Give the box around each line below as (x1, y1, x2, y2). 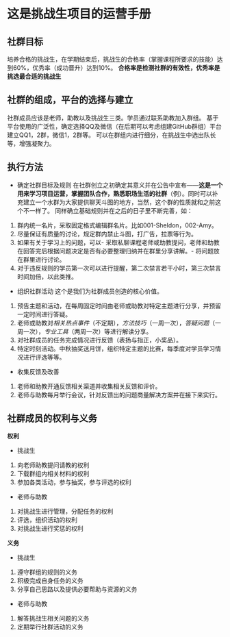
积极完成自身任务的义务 (16, 577, 84, 585)
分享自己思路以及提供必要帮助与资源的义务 (16, 585, 138, 593)
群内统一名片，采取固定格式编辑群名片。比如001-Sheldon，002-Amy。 (16, 221, 218, 229)
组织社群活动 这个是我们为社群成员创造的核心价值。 (16, 287, 163, 295)
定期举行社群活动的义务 (16, 623, 84, 631)
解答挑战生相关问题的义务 (16, 614, 90, 623)
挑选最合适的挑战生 (7, 73, 62, 80)
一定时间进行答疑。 (16, 310, 72, 318)
